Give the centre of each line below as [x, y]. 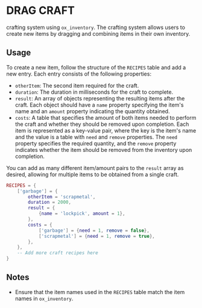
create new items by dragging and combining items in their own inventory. [98, 33]
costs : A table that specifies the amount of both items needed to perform [106, 117]
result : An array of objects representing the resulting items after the [100, 98]
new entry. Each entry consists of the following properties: [79, 74]
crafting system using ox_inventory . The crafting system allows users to [96, 27]
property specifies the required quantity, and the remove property [96, 143]
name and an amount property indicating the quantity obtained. [92, 111]
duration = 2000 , [49, 202]
